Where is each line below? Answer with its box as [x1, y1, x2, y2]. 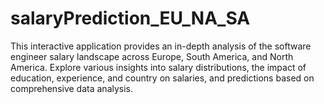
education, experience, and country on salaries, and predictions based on [10, 72, 315, 84]
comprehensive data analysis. [10, 82, 134, 94]
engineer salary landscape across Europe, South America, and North [10, 50, 294, 62]
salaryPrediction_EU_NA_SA [10, 7, 251, 30]
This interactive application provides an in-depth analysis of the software [10, 40, 312, 52]
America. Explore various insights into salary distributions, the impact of [10, 61, 307, 73]
